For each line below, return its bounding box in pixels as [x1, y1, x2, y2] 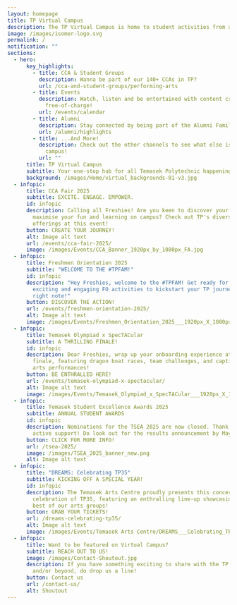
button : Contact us [25, 574, 83, 582]
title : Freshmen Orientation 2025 [25, 259, 128, 267]
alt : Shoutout [25, 587, 68, 594]
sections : [7, 50, 37, 57]
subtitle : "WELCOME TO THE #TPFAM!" [25, 266, 134, 273]
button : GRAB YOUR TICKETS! [25, 508, 109, 515]
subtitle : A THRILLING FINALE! [25, 338, 119, 346]
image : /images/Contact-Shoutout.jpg [25, 554, 138, 561]
